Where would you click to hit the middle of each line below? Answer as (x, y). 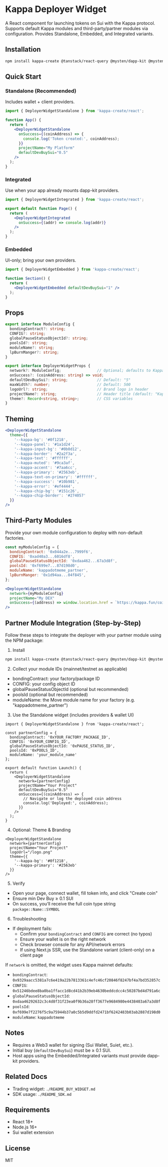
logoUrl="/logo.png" (31, 852)
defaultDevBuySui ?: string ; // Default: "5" (70, 380)
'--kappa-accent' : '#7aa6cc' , (46, 468)
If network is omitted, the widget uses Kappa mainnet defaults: (69, 965)
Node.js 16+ (25, 1127)
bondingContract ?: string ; (38, 329)
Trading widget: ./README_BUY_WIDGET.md (54, 1089)
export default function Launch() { (43, 768)
